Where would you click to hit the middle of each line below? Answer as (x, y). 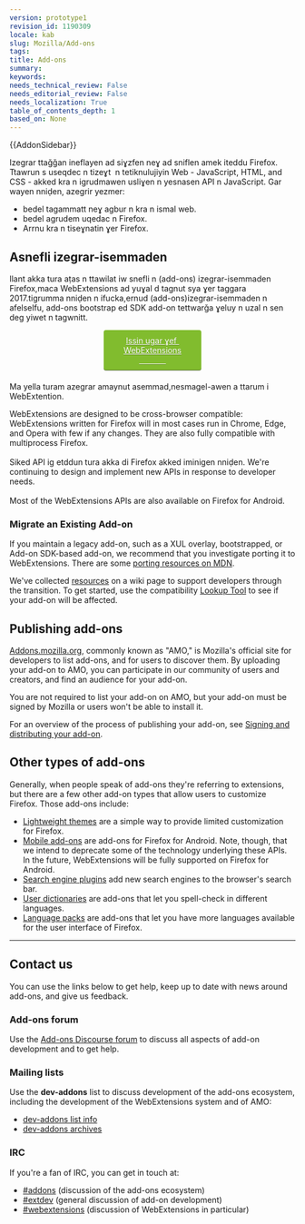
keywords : (28, 77)
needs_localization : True (58, 102)
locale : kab (32, 35)
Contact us (41, 965)
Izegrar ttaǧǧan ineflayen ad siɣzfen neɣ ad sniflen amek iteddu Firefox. (144, 163)
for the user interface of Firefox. (82, 927)
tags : (20, 52)
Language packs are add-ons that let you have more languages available (158, 917)
